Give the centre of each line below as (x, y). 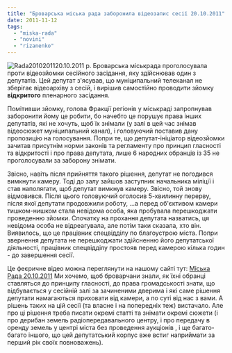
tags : (15, 26)
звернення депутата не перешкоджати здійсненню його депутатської (110, 240)
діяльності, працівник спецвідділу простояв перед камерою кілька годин (116, 248)
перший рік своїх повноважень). (55, 342)
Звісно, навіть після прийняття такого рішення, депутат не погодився (110, 174)
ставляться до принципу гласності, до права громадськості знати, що (111, 283)
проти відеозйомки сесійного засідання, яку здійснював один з (102, 73)
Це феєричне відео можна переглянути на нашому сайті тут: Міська (109, 269)
